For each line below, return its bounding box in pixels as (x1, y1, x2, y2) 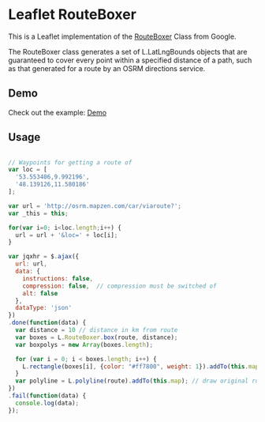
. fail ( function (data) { (8, 392, 87, 400)
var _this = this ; (8, 209, 69, 217)
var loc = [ (8, 166, 47, 174)
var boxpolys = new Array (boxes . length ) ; (15, 341, 154, 349)
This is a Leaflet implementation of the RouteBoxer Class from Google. (8, 32, 237, 41)
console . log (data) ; (15, 399, 80, 407)
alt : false (22, 289, 58, 297)
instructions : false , (22, 274, 93, 282)
